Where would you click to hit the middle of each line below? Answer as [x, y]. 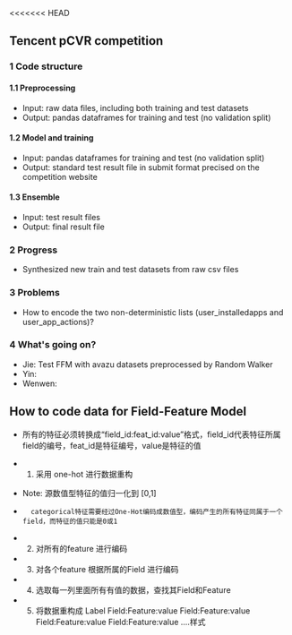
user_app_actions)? [58, 322]
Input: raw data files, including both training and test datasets [135, 107]
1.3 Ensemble [34, 197]
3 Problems [34, 293]
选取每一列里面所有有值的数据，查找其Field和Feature [133, 589]
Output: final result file [63, 227]
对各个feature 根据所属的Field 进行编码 [107, 569]
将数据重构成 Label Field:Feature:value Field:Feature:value [143, 610]
